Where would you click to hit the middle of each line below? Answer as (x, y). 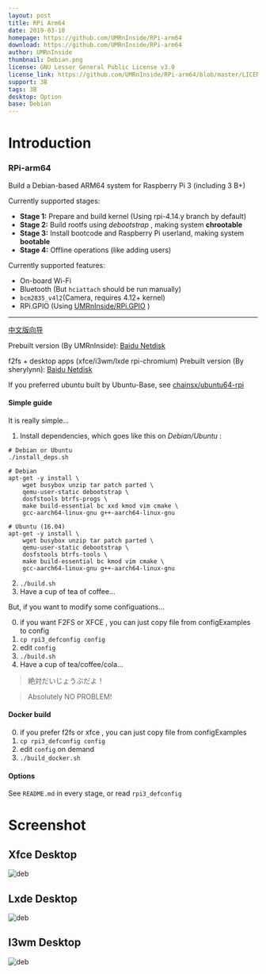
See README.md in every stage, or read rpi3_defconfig (95, 793)
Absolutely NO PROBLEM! (70, 696)
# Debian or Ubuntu (40, 450)
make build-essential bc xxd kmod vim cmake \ (101, 506)
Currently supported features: (57, 265)
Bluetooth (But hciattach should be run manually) (101, 289)
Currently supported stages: (54, 201)
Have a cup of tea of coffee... (67, 591)
